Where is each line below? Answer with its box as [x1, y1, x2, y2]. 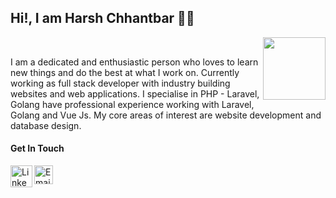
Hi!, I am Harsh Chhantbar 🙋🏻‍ [10, 10, 195, 27]
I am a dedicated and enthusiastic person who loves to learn [10, 56, 259, 68]
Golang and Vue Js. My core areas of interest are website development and [10, 109, 322, 121]
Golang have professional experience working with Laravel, [10, 98, 255, 110]
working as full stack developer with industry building [10, 77, 231, 89]
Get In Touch [10, 142, 65, 155]
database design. [10, 119, 82, 131]
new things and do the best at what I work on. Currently [10, 66, 240, 78]
